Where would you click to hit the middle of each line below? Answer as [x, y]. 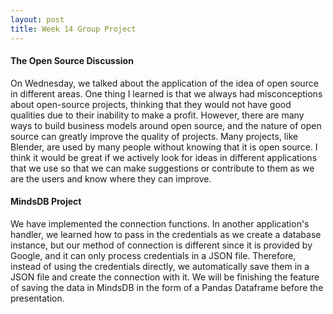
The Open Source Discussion [72, 61]
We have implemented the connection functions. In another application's [160, 223]
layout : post [37, 19]
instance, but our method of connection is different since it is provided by [161, 245]
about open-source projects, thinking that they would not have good [151, 104]
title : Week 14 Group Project [73, 29]
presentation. [37, 298]
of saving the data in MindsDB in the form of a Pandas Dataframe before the [167, 287]
